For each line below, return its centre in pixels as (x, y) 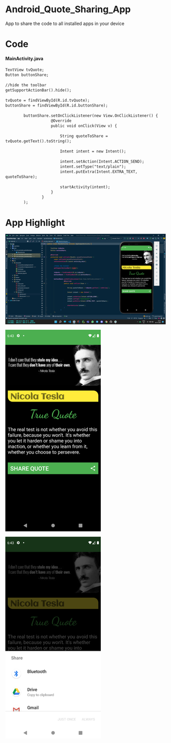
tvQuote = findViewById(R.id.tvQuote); (48, 100)
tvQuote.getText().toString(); (38, 141)
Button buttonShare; (27, 75)
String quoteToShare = (84, 136)
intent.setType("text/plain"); (93, 167)
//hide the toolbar (26, 85)
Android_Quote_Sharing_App (68, 9)
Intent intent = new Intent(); (93, 151)
